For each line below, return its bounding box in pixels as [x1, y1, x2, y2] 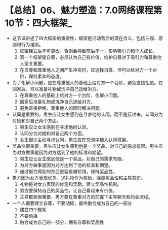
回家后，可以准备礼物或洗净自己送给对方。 [12, 86, 101, 92]
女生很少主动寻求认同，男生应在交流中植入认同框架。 [19, 137, 131, 143]
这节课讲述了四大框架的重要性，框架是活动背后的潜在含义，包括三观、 [12, 35, 159, 41]
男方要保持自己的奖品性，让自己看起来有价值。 [19, 187, 117, 193]
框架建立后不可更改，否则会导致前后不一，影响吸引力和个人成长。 [19, 48, 157, 54]
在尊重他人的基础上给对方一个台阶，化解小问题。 [19, 92, 122, 98]
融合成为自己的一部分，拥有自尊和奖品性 [19, 219, 104, 225]
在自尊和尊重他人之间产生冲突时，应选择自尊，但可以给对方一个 [19, 67, 153, 73]
